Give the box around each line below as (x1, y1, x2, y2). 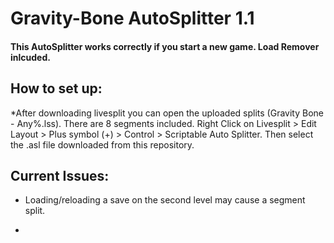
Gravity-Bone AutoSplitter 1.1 (10, 7, 255, 30)
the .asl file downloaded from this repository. (10, 138, 195, 151)
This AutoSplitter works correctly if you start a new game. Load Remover (10, 40, 320, 52)
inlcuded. (10, 51, 51, 63)
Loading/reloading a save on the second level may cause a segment (24, 194, 306, 206)
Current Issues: (10, 167, 110, 184)
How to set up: (10, 80, 103, 97)
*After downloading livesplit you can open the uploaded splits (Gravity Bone (10, 107, 324, 119)
